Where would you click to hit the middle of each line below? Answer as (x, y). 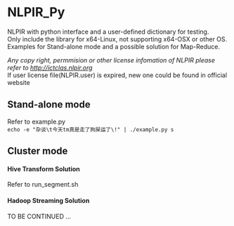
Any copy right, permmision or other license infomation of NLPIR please (111, 60)
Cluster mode (38, 151)
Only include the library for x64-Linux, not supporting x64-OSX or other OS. (117, 39)
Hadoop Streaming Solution (48, 200)
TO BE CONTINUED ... (39, 216)
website (19, 82)
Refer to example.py (36, 121)
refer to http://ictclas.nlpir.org (50, 67)
